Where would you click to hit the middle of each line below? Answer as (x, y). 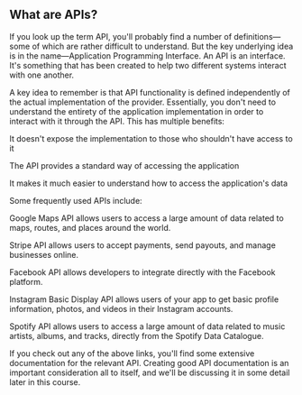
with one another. (42, 75)
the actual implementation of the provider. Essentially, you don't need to (143, 102)
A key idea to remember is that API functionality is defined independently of (150, 92)
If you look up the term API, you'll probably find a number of (121, 36)
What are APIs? (54, 15)
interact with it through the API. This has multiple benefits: (117, 121)
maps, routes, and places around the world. (90, 227)
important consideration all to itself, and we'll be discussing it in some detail (150, 372)
